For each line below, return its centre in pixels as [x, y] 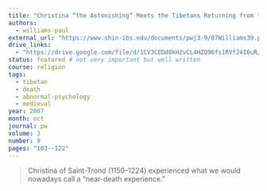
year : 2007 [26, 112]
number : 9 [25, 141]
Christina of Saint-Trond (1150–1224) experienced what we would [134, 170]
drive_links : [30, 45]
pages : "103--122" [39, 148]
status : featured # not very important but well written [104, 60]
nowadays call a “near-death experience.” [96, 179]
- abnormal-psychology [53, 97]
